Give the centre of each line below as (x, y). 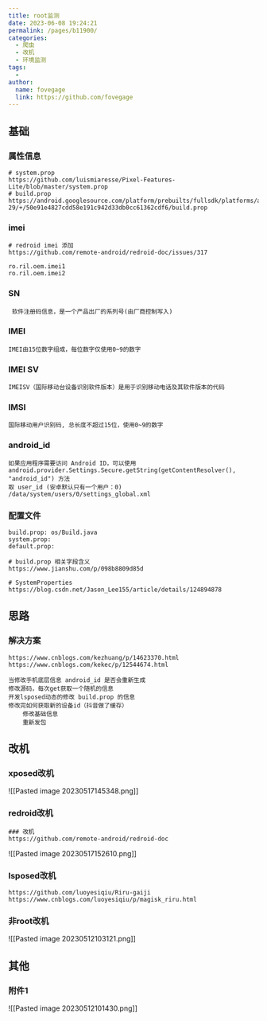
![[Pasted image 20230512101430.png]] (73, 1008)
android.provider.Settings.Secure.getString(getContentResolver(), (122, 470)
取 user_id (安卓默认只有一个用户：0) (65, 487)
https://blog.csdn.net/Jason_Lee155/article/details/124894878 (115, 590)
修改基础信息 (40, 714)
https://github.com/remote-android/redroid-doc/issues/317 (108, 253)
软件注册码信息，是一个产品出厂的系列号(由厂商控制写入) (92, 311)
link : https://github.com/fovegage (74, 97)
